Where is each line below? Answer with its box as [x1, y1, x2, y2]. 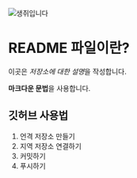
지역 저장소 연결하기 [19, 141, 82, 150]
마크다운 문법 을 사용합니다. [8, 83, 91, 93]
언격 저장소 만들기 [19, 131, 75, 141]
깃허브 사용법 [8, 109, 69, 123]
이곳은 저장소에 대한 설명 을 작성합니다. [8, 66, 127, 76]
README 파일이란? [8, 40, 130, 57]
